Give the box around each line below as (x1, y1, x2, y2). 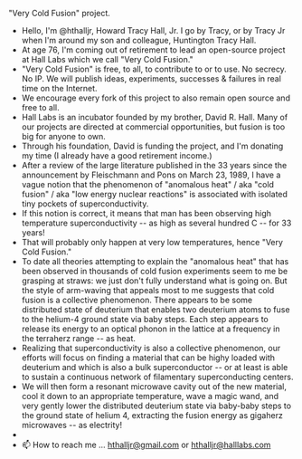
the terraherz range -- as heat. (21, 333, 137, 343)
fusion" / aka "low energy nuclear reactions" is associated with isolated (21, 189, 288, 199)
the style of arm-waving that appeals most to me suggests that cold (21, 285, 275, 295)
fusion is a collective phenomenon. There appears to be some (21, 294, 253, 305)
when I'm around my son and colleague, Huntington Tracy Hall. (21, 35, 257, 45)
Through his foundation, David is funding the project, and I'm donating (21, 140, 284, 151)
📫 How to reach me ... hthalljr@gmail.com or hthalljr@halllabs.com (21, 439, 271, 450)
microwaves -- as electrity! (21, 420, 123, 430)
